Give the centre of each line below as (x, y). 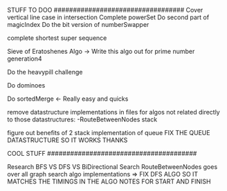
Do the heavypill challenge (45, 72)
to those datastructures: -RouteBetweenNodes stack (82, 119)
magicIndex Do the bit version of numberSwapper (78, 24)
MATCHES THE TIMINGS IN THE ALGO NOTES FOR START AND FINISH (109, 181)
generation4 (25, 59)
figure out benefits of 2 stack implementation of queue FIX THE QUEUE (109, 133)
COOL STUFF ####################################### (102, 153)
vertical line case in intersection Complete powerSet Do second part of (108, 17)
